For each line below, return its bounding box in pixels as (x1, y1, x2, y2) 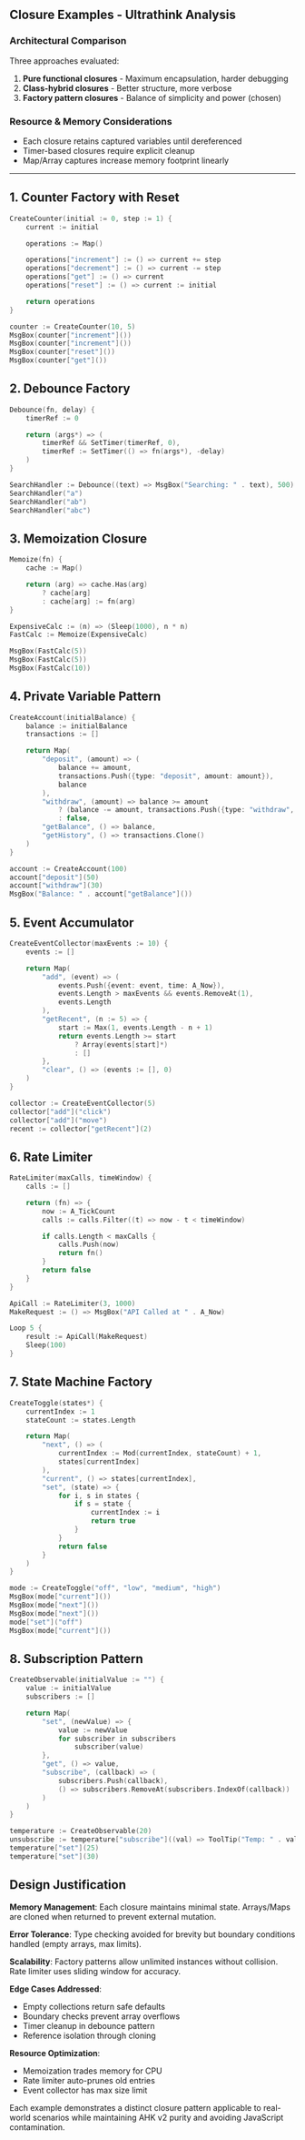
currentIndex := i (90, 1508, 161, 1517)
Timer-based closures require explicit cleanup (22, 145, 195, 156)
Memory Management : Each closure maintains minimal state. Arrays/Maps (9, 1902, 291, 1912)
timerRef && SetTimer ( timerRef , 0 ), (42, 439, 181, 448)
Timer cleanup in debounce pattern (22, 2020, 155, 2031)
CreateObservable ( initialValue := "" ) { (9, 1675, 165, 1685)
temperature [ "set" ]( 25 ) (9, 1843, 100, 1853)
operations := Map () (25, 238, 103, 248)
